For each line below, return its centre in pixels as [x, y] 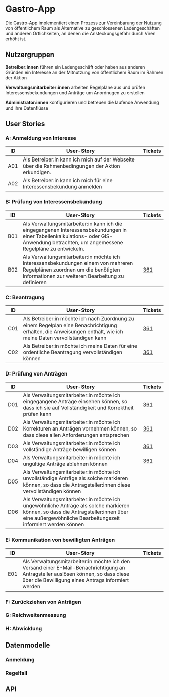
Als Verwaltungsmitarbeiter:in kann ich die [72, 224]
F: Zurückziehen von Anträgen [43, 602]
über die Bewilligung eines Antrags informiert [76, 580]
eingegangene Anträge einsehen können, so [75, 402]
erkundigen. [37, 172]
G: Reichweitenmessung [36, 615]
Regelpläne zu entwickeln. [53, 249]
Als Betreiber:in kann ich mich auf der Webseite [78, 159]
